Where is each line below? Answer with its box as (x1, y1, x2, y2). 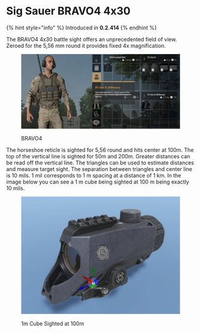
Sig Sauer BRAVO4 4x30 (6, 4, 131, 18)
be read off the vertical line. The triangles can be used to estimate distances (6, 159, 195, 166)
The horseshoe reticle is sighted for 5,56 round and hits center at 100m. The (6, 146, 194, 154)
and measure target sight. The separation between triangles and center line (6, 165, 193, 172)
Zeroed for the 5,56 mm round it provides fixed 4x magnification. (6, 42, 166, 49)
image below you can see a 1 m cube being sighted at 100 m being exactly (6, 178, 190, 185)
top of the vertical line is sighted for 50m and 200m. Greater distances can (6, 152, 190, 160)
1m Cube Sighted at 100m (21, 320, 84, 327)
